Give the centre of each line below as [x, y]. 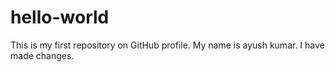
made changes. [42, 55]
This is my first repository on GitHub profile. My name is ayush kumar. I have [167, 45]
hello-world [60, 17]
